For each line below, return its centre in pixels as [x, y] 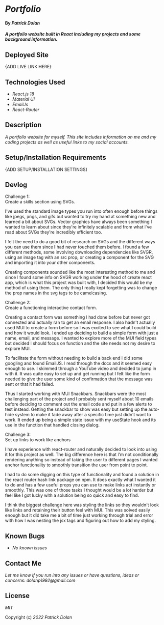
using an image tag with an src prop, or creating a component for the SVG [80, 257]
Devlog [16, 185]
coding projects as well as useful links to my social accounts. [67, 142]
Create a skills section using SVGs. [40, 202]
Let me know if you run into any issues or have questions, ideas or [72, 575]
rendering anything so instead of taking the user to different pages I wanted [82, 460]
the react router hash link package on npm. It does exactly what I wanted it [80, 480]
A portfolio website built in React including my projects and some [73, 34]
